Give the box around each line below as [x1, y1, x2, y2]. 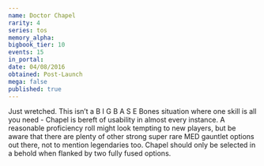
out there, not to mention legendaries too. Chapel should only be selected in [8, 140, 256, 150]
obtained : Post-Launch [8, 70, 83, 78]
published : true [8, 85, 62, 93]
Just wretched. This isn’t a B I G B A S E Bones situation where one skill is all [8, 107, 257, 116]
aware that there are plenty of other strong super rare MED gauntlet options [8, 132, 255, 141]
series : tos [8, 26, 47, 34]
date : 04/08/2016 [8, 63, 66, 71]
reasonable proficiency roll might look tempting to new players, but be [8, 123, 236, 133]
